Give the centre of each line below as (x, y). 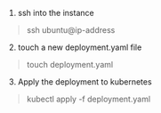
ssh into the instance (56, 13)
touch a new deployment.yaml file (80, 47)
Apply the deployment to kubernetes (85, 82)
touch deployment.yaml (70, 65)
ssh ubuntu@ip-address (71, 30)
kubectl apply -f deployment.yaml (89, 99)
